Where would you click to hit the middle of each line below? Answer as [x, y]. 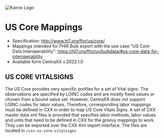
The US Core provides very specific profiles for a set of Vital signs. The [77, 89]
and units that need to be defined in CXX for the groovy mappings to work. [80, 120]
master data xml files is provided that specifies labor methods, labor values [81, 115]
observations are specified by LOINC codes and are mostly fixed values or [80, 94]
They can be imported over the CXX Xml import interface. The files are [76, 125]
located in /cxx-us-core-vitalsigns [41, 130]
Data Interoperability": [34, 51]
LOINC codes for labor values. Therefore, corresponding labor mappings [78, 104]
